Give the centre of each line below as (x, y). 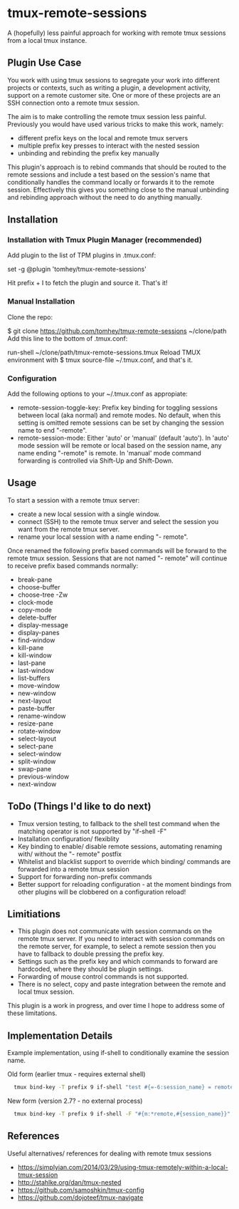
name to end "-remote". (52, 431)
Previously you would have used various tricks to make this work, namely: (116, 124)
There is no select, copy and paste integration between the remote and (122, 984)
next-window (37, 784)
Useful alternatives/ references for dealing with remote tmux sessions (110, 1153)
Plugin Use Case (44, 63)
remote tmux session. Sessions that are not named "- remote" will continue (117, 558)
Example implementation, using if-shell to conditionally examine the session (118, 1053)
